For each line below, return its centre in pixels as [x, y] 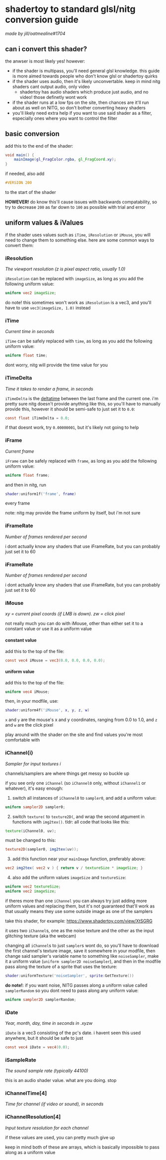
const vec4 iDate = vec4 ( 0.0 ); [37, 1047]
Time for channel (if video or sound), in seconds [55, 1104]
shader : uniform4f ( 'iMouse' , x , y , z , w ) [48, 710]
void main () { [20, 155]
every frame [18, 503]
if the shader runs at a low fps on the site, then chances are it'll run [81, 102]
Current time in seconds [30, 331]
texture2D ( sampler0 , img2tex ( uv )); [42, 849]
